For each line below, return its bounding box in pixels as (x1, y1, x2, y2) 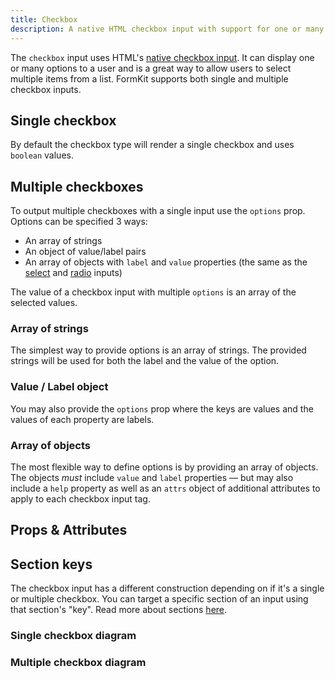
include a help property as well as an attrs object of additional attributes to (10, 482, 321, 495)
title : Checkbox (10, 14, 78, 25)
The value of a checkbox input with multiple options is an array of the (10, 286, 297, 298)
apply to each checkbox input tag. (10, 493, 151, 505)
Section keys (10, 556, 93, 573)
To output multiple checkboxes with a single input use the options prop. (10, 205, 306, 217)
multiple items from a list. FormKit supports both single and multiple (10, 72, 289, 85)
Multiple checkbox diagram (10, 656, 147, 670)
